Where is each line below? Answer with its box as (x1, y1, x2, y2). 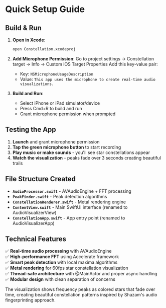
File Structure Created (5, 175, 76, 183)
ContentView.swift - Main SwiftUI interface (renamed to (12, 204, 128, 210)
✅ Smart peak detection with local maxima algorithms (5, 259, 118, 265)
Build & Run (5, 24, 42, 32)
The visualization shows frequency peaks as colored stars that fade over (5, 286, 155, 292)
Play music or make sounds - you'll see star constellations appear (12, 149, 150, 156)
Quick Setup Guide (5, 4, 85, 15)
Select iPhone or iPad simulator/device (20, 100, 100, 106)
